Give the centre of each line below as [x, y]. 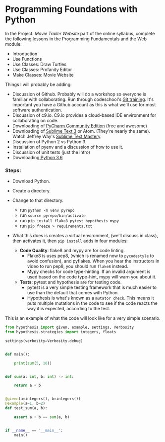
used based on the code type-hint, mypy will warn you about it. [92, 277]
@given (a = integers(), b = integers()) [43, 399]
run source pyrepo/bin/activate [53, 215]
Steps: [13, 170]
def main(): [17, 354]
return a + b [27, 386]
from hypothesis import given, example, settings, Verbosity [70, 327]
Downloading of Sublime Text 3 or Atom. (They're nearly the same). [81, 131]
